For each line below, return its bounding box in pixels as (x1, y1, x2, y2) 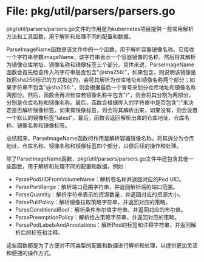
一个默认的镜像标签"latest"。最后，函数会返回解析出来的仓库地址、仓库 (6, 114, 185, 121)
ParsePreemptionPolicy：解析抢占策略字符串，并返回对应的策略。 (15, 213, 180, 221)
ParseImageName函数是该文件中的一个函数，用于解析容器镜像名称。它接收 (6, 46, 195, 53)
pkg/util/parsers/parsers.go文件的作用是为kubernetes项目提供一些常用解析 (6, 25, 194, 32)
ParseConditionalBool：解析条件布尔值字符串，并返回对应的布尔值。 (15, 205, 186, 213)
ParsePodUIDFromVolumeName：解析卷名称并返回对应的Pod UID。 (15, 175, 185, 183)
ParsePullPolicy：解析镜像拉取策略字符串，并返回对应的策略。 (15, 198, 171, 205)
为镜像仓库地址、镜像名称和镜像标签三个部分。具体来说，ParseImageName (6, 61, 195, 68)
